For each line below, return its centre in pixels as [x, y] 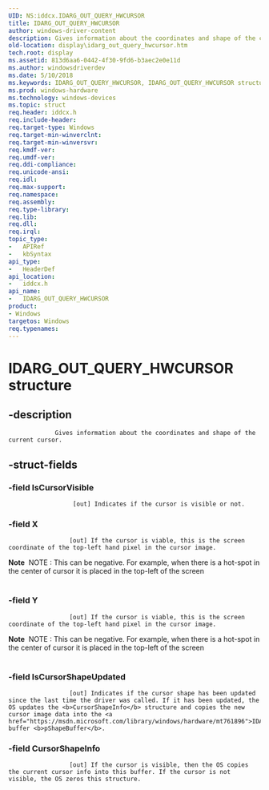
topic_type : [28, 240]
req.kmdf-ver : [32, 150]
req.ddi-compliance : [43, 165]
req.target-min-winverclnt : [55, 135]
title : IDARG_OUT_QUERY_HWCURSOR [64, 23]
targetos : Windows [39, 321]
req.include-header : [43, 120]
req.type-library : [39, 209]
